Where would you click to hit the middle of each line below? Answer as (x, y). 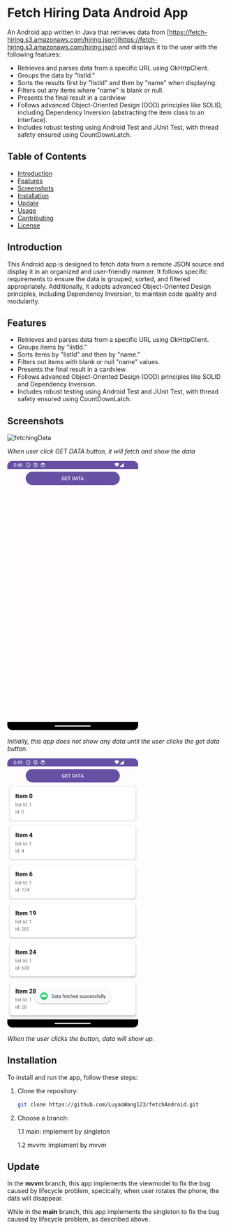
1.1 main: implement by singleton (64, 1131)
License (29, 225)
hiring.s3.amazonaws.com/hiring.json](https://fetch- (83, 39)
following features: (34, 54)
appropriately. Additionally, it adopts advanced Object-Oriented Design (109, 286)
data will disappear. (35, 1199)
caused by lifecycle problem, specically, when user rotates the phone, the (113, 1191)
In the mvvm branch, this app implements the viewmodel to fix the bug (109, 1183)
